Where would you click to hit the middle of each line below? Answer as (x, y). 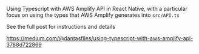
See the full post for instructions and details (61, 27)
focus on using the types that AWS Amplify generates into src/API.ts (93, 15)
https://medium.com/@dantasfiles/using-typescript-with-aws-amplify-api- (100, 38)
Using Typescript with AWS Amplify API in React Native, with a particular (97, 9)
